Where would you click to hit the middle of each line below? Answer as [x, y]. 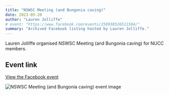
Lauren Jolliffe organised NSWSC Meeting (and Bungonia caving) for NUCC [84, 43]
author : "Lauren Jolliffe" [34, 19]
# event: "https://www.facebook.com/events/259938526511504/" [73, 24]
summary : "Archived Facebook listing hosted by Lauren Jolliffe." [77, 29]
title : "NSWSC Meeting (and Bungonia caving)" [55, 10]
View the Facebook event [32, 77]
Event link [21, 65]
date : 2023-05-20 [24, 15]
